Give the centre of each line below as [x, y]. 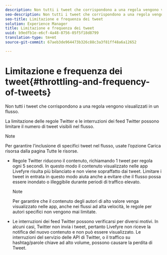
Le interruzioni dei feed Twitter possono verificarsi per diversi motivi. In [85, 221]
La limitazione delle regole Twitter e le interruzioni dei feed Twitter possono [82, 121]
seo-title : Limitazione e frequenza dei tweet [54, 19]
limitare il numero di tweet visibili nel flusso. [50, 126]
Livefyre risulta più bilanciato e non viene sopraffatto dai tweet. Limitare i [87, 171]
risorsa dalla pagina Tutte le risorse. [42, 151]
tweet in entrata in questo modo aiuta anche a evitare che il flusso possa [86, 176]
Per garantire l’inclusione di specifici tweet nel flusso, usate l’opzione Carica [83, 145]
